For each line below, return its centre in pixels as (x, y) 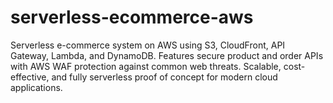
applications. (36, 87)
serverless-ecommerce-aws (132, 17)
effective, (30, 77)
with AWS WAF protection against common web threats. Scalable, (146, 66)
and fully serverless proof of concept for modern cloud (164, 77)
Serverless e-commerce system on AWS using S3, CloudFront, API (148, 45)
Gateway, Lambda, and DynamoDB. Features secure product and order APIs (167, 55)
